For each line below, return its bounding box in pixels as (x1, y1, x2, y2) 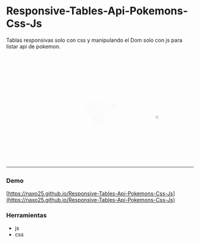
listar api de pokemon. (6, 43, 61, 50)
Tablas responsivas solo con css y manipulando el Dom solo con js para (6, 36, 183, 43)
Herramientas (6, 211, 47, 219)
